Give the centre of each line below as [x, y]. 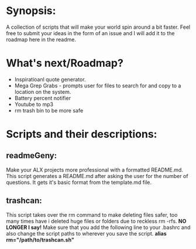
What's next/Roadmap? [65, 63]
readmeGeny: [32, 156]
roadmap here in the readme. [41, 39]
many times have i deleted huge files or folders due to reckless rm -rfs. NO [96, 221]
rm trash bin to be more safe [49, 110]
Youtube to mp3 [34, 104]
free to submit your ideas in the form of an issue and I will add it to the [90, 33]
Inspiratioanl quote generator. [50, 79]
